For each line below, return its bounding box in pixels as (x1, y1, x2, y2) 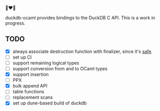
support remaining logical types (12, 60, 80, 66)
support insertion (12, 71, 49, 77)
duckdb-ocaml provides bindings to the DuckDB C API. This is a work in (5, 15, 155, 20)
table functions (12, 89, 45, 95)
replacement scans (12, 94, 53, 100)
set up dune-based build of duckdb (12, 100, 87, 106)
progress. (5, 20, 25, 26)
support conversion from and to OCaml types (12, 66, 108, 71)
